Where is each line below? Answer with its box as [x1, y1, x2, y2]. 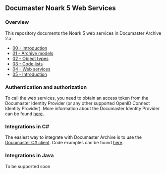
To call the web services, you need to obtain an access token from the [5, 95, 149, 101]
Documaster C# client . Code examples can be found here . [5, 140, 124, 146]
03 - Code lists [12, 60, 43, 66]
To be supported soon [5, 163, 51, 169]
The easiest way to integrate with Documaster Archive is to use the [5, 134, 142, 140]
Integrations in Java [5, 152, 54, 159]
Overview [5, 19, 29, 26]
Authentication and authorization [5, 84, 87, 91]
